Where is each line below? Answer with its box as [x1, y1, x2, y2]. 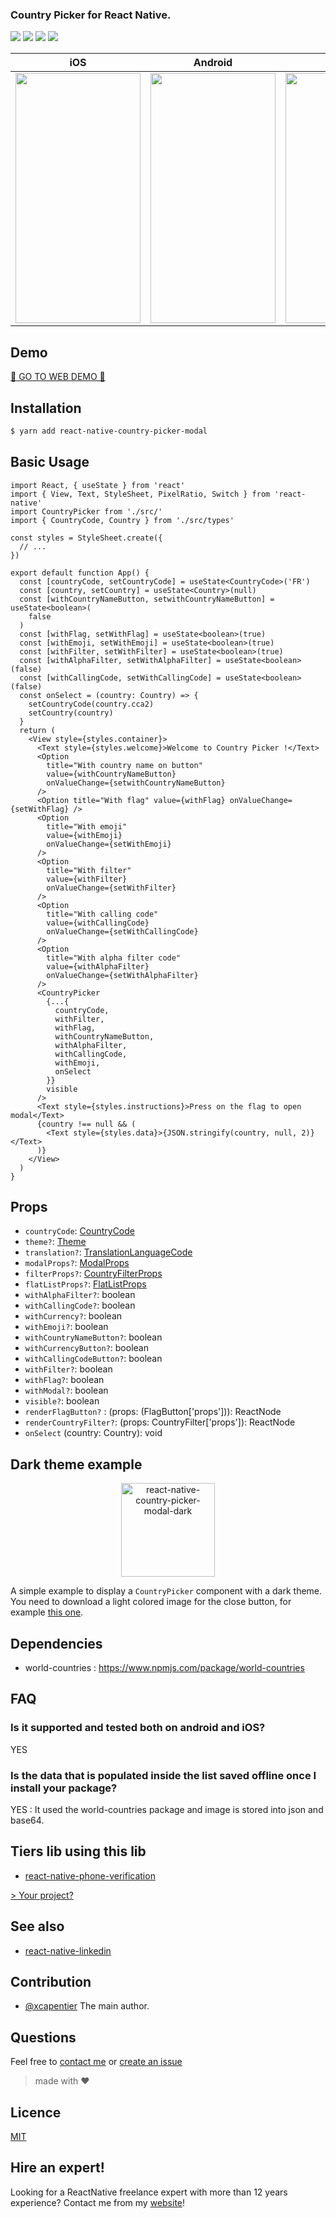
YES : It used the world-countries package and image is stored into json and [10, 1804, 324, 1816]
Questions [10, 2029, 77, 2046]
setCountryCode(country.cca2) [28, 699, 155, 709]
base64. [10, 1814, 45, 1827]
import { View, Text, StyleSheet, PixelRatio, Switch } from [10, 489, 271, 499]
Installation [10, 399, 82, 417]
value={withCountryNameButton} [46, 769, 177, 779]
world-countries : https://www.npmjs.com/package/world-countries [24, 1662, 305, 1674]
